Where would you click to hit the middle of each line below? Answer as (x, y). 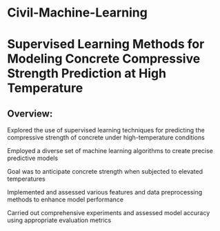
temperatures (27, 179)
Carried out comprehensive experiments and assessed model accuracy (109, 213)
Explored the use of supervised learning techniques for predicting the (106, 130)
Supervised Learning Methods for (106, 44)
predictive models (33, 158)
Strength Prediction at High (87, 73)
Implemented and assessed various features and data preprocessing (105, 192)
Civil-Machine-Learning (78, 13)
